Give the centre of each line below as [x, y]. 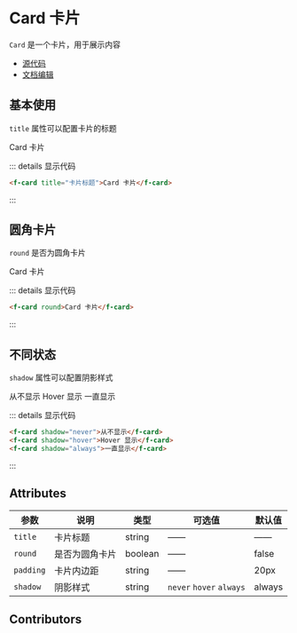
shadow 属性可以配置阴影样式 [61, 377]
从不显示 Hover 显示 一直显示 [63, 397]
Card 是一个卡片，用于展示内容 [65, 44]
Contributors [46, 619]
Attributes [38, 494]
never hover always [207, 587]
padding [30, 570]
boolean [142, 553]
